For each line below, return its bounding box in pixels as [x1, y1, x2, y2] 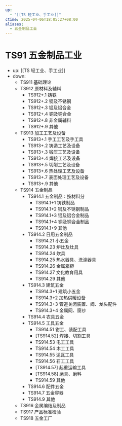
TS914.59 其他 [35, 377, 65, 383]
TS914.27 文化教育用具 [35, 269, 83, 275]
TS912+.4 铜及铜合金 [27, 111, 72, 117]
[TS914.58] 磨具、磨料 [35, 371, 82, 377]
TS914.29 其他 [35, 276, 66, 282]
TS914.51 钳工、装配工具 [35, 327, 87, 333]
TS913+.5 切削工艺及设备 [27, 162, 80, 168]
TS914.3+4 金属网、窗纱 [35, 307, 86, 313]
